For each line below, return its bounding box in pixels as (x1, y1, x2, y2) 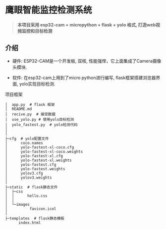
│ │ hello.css (5, 193, 48, 198)
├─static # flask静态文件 (5, 184, 58, 189)
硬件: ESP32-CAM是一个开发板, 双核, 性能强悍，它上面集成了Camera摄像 (12, 58, 162, 64)
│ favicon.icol (5, 206, 56, 211)
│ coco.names (5, 140, 43, 145)
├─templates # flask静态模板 (5, 216, 64, 221)
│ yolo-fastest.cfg (5, 162, 56, 167)
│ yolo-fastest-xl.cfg (5, 153, 63, 158)
